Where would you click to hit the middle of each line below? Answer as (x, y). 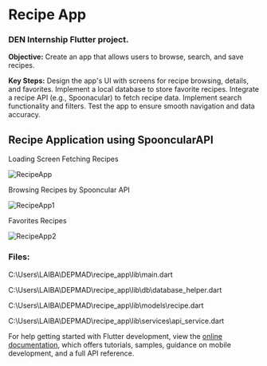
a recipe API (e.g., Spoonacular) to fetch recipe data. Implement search (125, 98)
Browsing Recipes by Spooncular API (69, 190)
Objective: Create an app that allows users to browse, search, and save (126, 57)
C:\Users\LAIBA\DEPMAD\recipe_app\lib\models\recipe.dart (106, 305)
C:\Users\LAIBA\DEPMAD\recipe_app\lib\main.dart (90, 274)
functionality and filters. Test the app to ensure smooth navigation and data (132, 106)
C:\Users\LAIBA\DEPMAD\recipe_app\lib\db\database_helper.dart (115, 289)
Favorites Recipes (37, 221)
